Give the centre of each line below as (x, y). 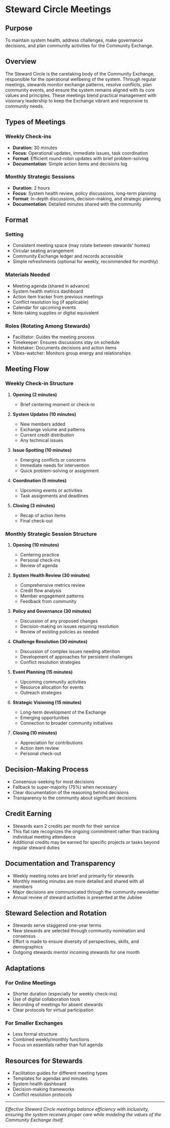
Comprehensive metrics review (53, 585)
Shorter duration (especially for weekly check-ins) (65, 994)
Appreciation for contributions (51, 743)
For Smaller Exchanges (34, 1023)
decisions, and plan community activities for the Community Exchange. (79, 46)
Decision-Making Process (47, 769)
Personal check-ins (40, 560)
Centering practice (40, 555)
